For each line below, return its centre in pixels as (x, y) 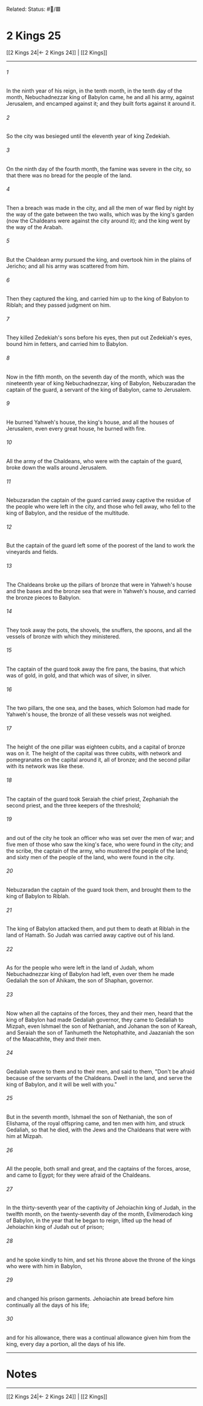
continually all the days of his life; (48, 1305)
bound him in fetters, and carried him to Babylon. (67, 344)
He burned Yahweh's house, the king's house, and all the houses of (90, 422)
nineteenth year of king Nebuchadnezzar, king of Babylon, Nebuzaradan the (101, 383)
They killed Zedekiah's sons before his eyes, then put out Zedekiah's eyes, (99, 337)
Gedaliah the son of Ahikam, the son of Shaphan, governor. (80, 981)
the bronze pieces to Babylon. (43, 597)
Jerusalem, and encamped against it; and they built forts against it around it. (101, 104)
